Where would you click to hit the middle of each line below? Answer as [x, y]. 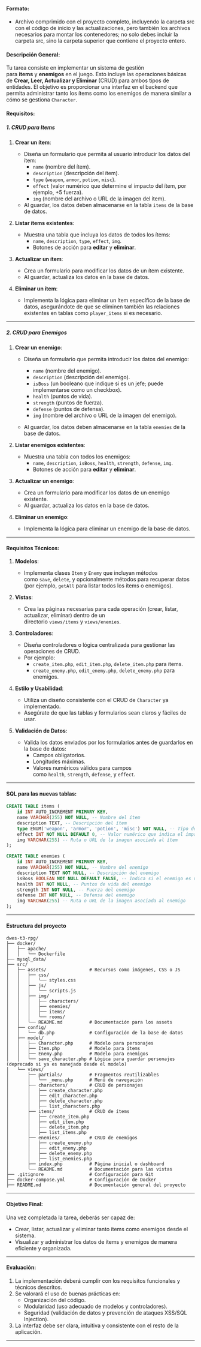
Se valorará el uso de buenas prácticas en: [68, 1294]
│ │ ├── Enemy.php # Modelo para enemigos [77, 1054]
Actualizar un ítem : [39, 259]
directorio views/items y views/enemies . [72, 622]
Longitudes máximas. [59, 761]
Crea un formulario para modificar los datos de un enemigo [97, 493]
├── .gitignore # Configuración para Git [80, 1175]
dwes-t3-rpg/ [22, 938]
